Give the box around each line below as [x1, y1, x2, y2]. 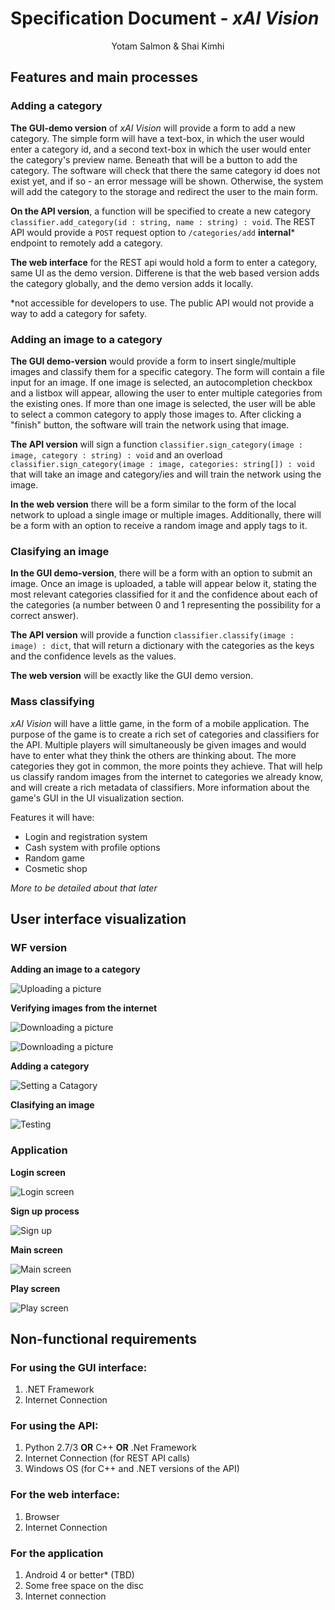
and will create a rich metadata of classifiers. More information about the [10, 781, 310, 793]
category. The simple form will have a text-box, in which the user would [10, 132, 305, 144]
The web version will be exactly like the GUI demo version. [10, 670, 254, 682]
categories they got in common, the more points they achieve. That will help [10, 760, 323, 772]
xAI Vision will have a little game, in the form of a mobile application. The [10, 717, 310, 729]
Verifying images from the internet [10, 1002, 158, 1014]
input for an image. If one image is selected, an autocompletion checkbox [10, 376, 313, 388]
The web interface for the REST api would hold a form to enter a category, [10, 256, 318, 268]
